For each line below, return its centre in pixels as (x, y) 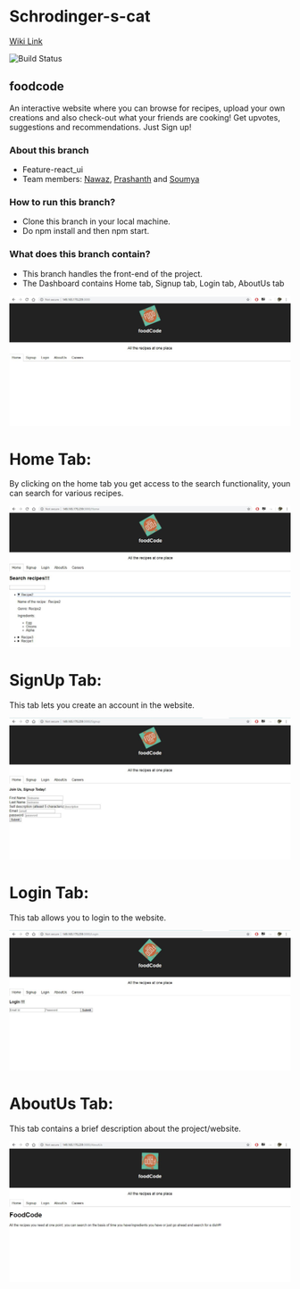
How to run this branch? (62, 202)
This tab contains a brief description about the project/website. (125, 1129)
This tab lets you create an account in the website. (102, 705)
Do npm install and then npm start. (86, 231)
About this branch (49, 150)
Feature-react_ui (52, 170)
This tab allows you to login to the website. (88, 918)
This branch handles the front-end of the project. (112, 273)
